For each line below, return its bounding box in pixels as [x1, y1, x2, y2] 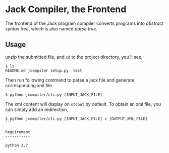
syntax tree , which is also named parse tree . [5, 25, 97, 31]
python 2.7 [5, 143, 28, 148]
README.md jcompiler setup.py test [5, 68, 82, 73]
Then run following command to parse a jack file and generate [5, 77, 135, 83]
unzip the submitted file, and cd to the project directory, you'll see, [5, 54, 143, 60]
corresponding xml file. [5, 82, 53, 88]
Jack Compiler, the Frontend [5, 4, 127, 15]
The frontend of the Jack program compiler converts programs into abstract [5, 20, 164, 26]
